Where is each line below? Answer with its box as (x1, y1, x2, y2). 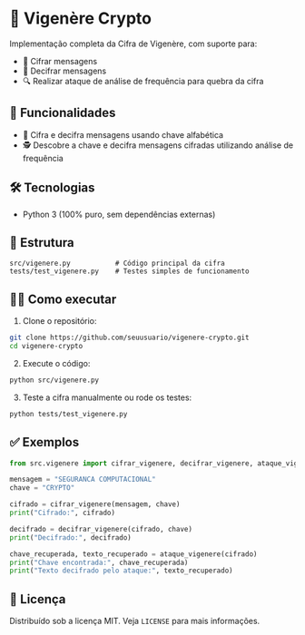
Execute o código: (22, 357, 91, 368)
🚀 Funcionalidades (9, 105, 116, 121)
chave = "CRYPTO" (9, 484, 75, 493)
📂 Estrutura (9, 235, 74, 250)
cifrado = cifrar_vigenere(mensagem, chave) (9, 500, 181, 509)
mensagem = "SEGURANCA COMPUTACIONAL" (9, 475, 156, 484)
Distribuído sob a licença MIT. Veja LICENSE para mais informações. (9, 616, 261, 627)
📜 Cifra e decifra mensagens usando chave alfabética (22, 129, 224, 140)
